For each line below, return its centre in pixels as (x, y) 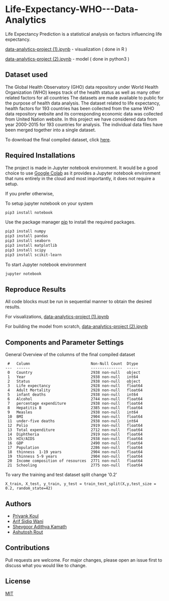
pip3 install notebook (29, 212)
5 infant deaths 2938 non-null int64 (73, 395)
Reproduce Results (36, 289)
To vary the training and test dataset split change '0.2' (61, 475)
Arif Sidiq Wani (28, 521)
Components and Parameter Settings (65, 342)
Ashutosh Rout (28, 532)
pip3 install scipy (26, 250)
